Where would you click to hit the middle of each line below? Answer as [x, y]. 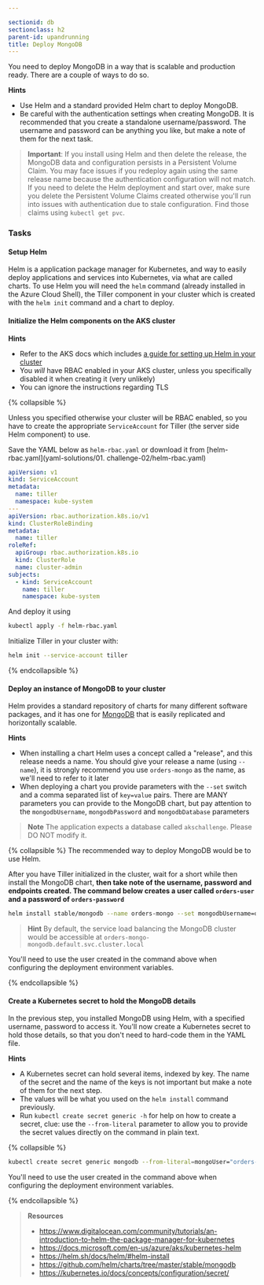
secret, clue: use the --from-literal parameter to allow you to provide [134, 1124]
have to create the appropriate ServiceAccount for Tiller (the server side [124, 426]
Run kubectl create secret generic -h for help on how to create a [128, 1116]
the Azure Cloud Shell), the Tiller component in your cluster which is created [132, 294]
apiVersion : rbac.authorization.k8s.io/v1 [79, 516]
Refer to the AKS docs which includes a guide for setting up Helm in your [137, 353]
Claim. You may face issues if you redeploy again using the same [132, 171]
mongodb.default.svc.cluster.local [86, 945]
